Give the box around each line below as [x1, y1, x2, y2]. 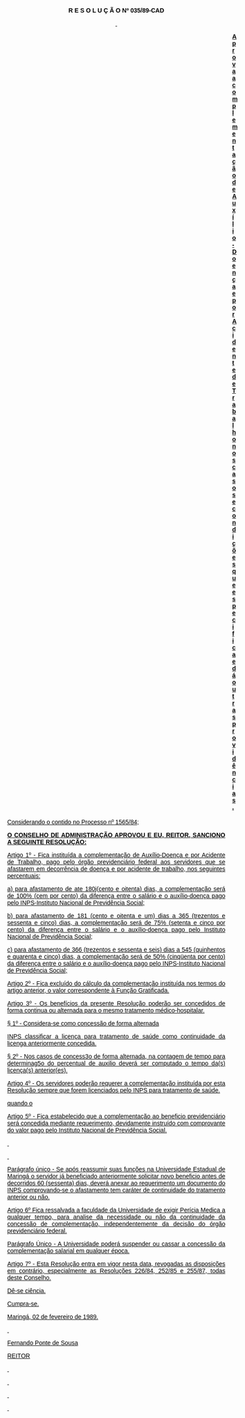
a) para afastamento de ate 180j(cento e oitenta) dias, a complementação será [7, 885, 226, 892]
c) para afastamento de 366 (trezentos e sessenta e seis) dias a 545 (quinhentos [7, 945, 226, 953]
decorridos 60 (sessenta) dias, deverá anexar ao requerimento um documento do [7, 1179, 226, 1187]
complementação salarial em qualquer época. [7, 1246, 130, 1255]
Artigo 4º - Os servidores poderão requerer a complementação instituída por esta [7, 1079, 226, 1087]
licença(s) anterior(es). [7, 1066, 68, 1074]
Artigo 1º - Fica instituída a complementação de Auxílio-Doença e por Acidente [7, 851, 226, 859]
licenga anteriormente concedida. [7, 1039, 97, 1047]
